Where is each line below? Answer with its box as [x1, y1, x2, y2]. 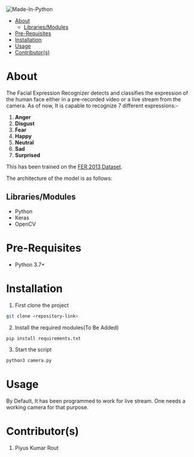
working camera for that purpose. [6, 404, 89, 411]
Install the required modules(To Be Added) [14, 324, 119, 331]
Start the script [14, 346, 52, 353]
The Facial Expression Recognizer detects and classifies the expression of [6, 89, 189, 97]
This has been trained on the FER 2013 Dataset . [6, 163, 123, 170]
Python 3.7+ [14, 261, 45, 268]
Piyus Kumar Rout [14, 444, 59, 452]
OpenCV [14, 220, 36, 228]
